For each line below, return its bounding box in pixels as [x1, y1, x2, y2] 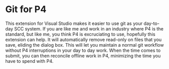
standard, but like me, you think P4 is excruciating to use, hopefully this [5, 31, 156, 37]
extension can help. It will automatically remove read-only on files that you [5, 37, 162, 43]
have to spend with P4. [5, 58, 54, 64]
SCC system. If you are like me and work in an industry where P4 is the [14, 25, 164, 31]
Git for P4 [5, 4, 47, 15]
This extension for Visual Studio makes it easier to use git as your [5, 20, 143, 26]
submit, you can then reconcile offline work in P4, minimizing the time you [5, 52, 161, 59]
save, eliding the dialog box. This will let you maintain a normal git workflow [5, 42, 164, 48]
